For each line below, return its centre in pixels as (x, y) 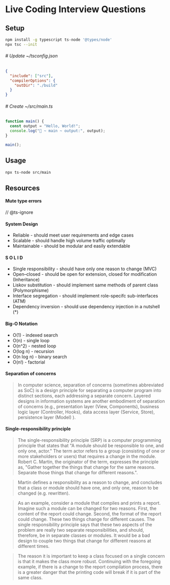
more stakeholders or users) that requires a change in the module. (87, 457)
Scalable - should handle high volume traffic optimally (69, 241)
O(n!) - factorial (29, 362)
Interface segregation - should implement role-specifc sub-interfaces (85, 296)
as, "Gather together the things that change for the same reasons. (87, 467)
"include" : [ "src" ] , (31, 76)
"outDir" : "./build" (36, 85)
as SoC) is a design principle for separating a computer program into (89, 390)
